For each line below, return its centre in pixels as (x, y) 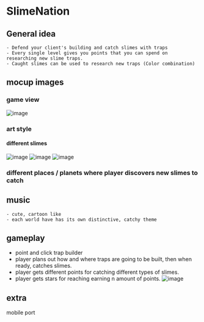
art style (19, 129)
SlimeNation (38, 11)
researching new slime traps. (45, 59)
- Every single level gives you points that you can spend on (87, 53)
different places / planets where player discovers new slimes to (102, 173)
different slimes (27, 143)
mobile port (21, 313)
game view (23, 100)
